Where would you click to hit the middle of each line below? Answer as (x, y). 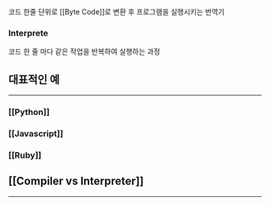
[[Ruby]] (25, 155)
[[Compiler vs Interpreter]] (76, 181)
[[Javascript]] (36, 133)
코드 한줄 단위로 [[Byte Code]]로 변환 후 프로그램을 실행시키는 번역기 (117, 12)
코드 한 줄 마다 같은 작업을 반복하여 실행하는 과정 (84, 51)
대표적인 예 (34, 79)
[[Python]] (29, 113)
